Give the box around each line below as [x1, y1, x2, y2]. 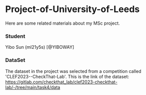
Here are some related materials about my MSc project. [5, 20, 120, 26]
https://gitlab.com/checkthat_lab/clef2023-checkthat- [5, 79, 118, 85]
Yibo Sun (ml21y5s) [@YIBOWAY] [5, 44, 75, 50]
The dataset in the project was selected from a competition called [5, 68, 141, 74]
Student [5, 33, 26, 40]
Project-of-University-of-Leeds [5, 4, 140, 15]
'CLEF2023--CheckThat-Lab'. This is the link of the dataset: [5, 73, 129, 79]
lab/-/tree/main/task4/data [5, 84, 60, 90]
